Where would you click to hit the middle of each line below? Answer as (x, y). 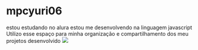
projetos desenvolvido (33, 40)
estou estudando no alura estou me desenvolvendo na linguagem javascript (99, 27)
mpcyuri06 (34, 11)
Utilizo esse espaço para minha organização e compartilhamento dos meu (98, 33)
